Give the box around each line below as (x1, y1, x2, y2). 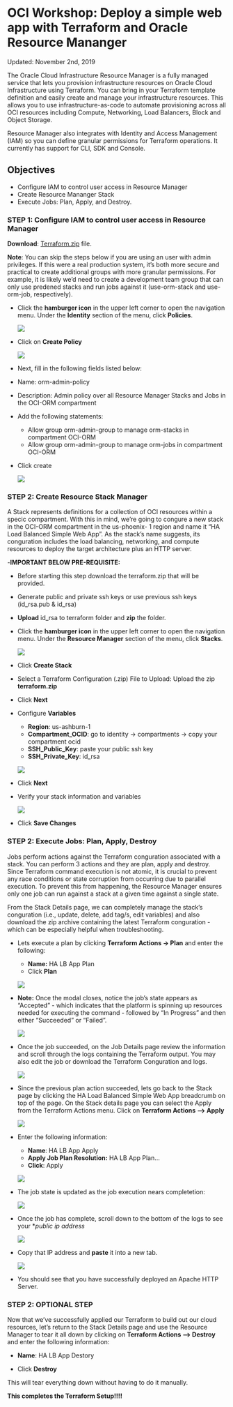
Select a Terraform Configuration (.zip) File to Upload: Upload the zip (17, 675, 216, 683)
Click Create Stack (17, 661, 72, 670)
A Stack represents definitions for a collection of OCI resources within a (7, 508, 213, 516)
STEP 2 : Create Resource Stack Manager (7, 492, 148, 502)
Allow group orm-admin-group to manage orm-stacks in (27, 426, 189, 434)
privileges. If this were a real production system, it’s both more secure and (7, 260, 220, 269)
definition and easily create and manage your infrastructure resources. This (7, 93, 224, 102)
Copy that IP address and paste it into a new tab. (17, 1248, 158, 1256)
